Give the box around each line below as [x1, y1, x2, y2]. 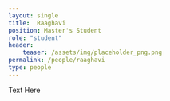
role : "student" [8, 33, 62, 42]
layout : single [8, 11, 59, 20]
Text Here [8, 85, 41, 95]
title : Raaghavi [8, 19, 66, 27]
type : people [8, 64, 52, 72]
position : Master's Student [8, 26, 102, 34]
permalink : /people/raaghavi [8, 56, 105, 64]
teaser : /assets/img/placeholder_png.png [22, 49, 162, 56]
